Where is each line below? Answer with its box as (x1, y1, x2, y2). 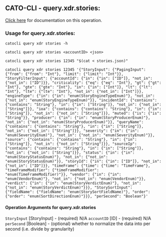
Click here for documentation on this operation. (5, 17, 102, 23)
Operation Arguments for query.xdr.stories (5, 204, 96, 210)
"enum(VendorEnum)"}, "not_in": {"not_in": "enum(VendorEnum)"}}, (5, 177, 146, 182)
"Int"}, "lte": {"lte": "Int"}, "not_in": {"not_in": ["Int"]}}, (5, 89, 144, 94)
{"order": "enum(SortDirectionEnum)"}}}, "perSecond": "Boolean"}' (5, 194, 149, 199)
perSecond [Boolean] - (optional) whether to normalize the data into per (5, 221, 151, 227)
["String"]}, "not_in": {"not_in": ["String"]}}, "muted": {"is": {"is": (5, 111, 162, 116)
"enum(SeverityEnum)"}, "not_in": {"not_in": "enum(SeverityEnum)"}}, (5, 133, 155, 138)
